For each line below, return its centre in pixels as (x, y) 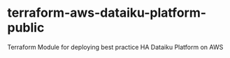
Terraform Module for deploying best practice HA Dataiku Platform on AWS (115, 47)
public (26, 28)
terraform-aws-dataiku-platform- (107, 13)
